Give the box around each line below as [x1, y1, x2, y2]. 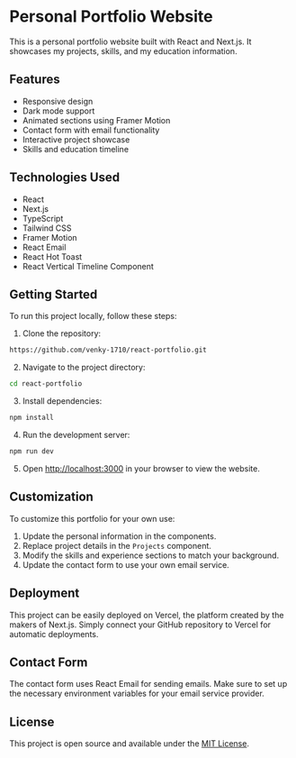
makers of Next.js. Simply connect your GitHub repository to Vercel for [9, 619, 272, 630]
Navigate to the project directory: [22, 362, 146, 373]
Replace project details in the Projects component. [22, 540, 211, 551]
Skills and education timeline [22, 143, 129, 154]
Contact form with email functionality [22, 124, 160, 135]
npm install [9, 413, 54, 423]
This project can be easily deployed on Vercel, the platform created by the [9, 609, 284, 620]
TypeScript [22, 213, 64, 224]
